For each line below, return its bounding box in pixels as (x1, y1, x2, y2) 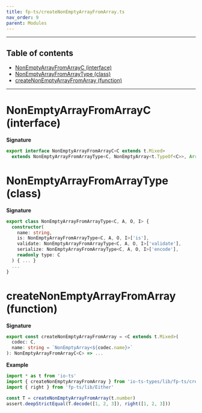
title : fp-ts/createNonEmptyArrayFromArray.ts (6, 8, 125, 15)
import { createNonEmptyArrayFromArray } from (6, 378, 125, 385)
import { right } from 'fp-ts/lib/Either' (6, 384, 114, 390)
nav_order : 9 (6, 14, 39, 20)
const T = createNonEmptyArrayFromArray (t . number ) (6, 395, 136, 401)
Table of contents (6, 48, 73, 58)
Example (6, 361, 29, 368)
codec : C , (11, 339, 36, 345)
